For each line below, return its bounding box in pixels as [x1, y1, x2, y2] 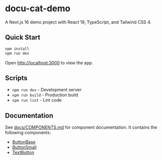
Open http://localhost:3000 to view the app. [5, 60, 94, 66]
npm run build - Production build [12, 92, 79, 98]
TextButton [12, 150, 35, 156]
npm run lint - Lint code [12, 97, 62, 103]
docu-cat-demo [5, 3, 71, 14]
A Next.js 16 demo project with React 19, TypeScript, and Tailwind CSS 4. [5, 19, 152, 25]
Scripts [5, 74, 28, 82]
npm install [5, 46, 29, 51]
